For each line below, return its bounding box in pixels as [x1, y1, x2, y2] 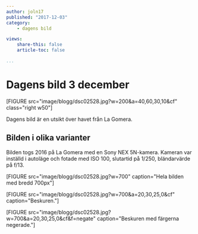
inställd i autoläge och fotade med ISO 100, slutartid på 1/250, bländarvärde [6, 155, 190, 162]
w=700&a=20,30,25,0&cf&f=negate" [6, 215, 96, 222]
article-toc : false [17, 47, 65, 54]
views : [6, 36, 23, 42]
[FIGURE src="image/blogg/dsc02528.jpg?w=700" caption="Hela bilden [6, 173, 184, 180]
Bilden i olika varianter [6, 133, 91, 143]
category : [6, 20, 31, 26]
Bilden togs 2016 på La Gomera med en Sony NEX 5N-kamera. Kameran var [6, 148, 192, 155]
